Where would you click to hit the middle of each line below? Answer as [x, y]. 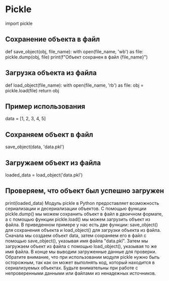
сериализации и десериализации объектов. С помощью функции [76, 208]
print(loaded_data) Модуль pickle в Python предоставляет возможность [82, 203]
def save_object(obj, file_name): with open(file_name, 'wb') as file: [74, 51]
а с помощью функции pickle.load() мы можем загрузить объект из [78, 219]
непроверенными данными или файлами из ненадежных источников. [81, 273]
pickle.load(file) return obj [32, 90]
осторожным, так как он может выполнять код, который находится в [80, 262]
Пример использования [45, 106]
